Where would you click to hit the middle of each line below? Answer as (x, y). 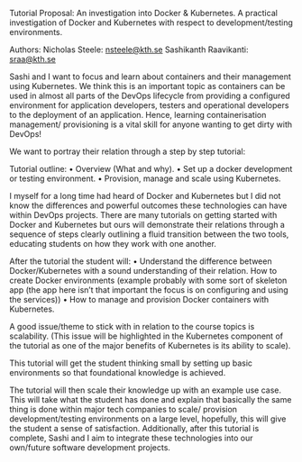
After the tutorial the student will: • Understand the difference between (141, 261)
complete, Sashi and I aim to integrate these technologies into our (131, 438)
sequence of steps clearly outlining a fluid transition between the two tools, (149, 234)
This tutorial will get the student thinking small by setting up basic (131, 363)
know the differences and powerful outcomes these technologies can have (148, 205)
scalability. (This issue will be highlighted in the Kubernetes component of (146, 336)
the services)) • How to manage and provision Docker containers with (139, 299)
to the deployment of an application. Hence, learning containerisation (138, 115)
